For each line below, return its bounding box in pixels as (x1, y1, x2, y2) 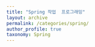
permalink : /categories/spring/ (6, 20, 89, 26)
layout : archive (6, 15, 48, 21)
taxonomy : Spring (6, 32, 51, 38)
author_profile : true (6, 26, 62, 32)
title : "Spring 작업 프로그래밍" (6, 9, 86, 15)
